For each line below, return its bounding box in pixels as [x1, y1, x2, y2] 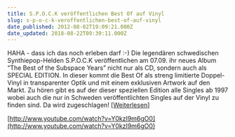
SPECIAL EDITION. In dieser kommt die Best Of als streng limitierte [7, 71, 200, 80]
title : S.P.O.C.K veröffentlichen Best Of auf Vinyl [7, 10, 165, 17]
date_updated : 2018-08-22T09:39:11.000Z [7, 29, 128, 37]
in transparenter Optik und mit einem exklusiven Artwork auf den [23, 78, 210, 87]
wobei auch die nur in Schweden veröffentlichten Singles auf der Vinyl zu [7, 94, 220, 102]
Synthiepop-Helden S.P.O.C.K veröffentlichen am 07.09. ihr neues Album [7, 57, 217, 65]
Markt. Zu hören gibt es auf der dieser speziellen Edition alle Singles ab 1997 [7, 86, 229, 94]
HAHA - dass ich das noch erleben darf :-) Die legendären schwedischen [7, 49, 219, 57]
